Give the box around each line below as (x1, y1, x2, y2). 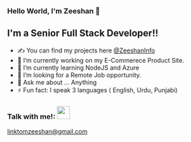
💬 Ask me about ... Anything (17, 78, 97, 86)
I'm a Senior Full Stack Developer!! (7, 28, 159, 39)
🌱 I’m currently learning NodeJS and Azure (17, 63, 140, 72)
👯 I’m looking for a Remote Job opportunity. (17, 70, 142, 79)
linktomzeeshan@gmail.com (7, 128, 88, 136)
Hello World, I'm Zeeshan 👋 (7, 6, 100, 16)
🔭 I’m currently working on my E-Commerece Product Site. (17, 56, 185, 64)
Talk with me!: (7, 112, 56, 121)
